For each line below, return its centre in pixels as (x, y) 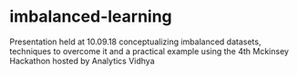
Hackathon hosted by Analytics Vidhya (82, 61)
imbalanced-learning (91, 17)
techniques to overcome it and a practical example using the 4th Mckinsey (149, 51)
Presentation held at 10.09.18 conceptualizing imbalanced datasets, (135, 42)
